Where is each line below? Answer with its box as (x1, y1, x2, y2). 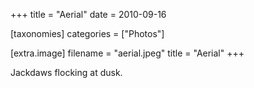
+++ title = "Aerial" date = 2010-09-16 (10, 9, 167, 20)
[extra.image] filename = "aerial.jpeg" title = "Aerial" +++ (10, 47, 245, 59)
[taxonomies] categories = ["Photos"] (10, 28, 165, 39)
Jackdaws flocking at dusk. (10, 67, 123, 78)
